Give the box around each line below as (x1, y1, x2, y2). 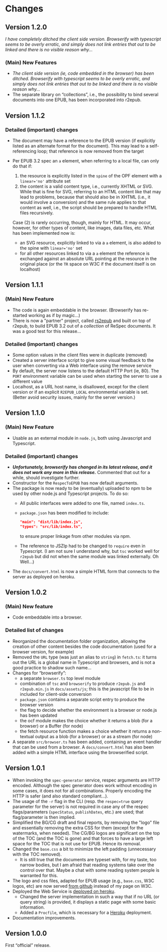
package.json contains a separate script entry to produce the (19, 696, 145, 702)
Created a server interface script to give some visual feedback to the (12, 357, 154, 363)
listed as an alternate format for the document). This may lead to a (12, 143, 149, 149)
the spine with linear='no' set (19, 245, 82, 251)
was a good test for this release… (12, 328, 81, 334)
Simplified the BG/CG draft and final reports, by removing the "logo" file (12, 819, 160, 825)
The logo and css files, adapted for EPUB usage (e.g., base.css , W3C (12, 878, 155, 884)
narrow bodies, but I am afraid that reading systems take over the (19, 862, 155, 868)
